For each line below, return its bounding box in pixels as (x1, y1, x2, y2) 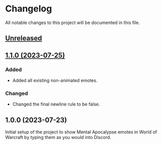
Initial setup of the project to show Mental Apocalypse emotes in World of (5, 129, 157, 135)
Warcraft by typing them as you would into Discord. (5, 134, 111, 140)
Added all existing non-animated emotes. (12, 77, 98, 83)
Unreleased (5, 34, 43, 42)
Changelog (5, 3, 52, 14)
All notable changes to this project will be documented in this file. (5, 19, 140, 25)
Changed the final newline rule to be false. (12, 101, 100, 107)
